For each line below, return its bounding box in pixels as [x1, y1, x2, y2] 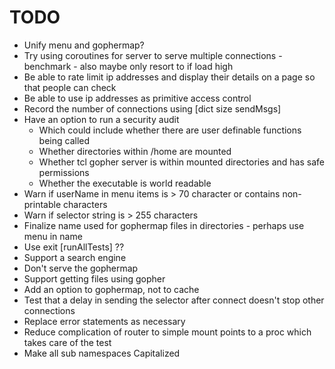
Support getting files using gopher [23, 272, 166, 285]
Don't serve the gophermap [23, 262, 139, 274]
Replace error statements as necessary [23, 315, 186, 327]
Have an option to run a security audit [23, 113, 180, 125]
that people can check [23, 81, 117, 93]
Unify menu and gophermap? [23, 39, 145, 51]
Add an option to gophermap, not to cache [23, 283, 200, 295]
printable [23, 198, 62, 210]
